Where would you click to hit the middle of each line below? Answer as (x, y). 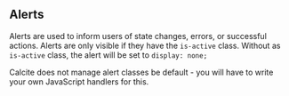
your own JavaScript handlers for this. (79, 81)
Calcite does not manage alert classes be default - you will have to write (141, 72)
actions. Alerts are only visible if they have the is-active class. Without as (145, 45)
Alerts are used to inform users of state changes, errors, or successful (138, 36)
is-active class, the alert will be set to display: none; (108, 55)
